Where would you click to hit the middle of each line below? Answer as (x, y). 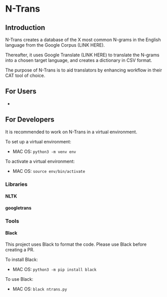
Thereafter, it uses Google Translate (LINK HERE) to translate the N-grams (82, 55)
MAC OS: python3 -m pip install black (54, 269)
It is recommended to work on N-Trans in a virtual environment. (71, 132)
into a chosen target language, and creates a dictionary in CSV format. (79, 60)
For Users (21, 91)
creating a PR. (20, 249)
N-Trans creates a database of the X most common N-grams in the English (83, 40)
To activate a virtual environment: (40, 161)
